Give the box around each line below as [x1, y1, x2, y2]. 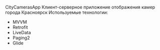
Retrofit [12, 24, 28, 30]
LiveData [12, 30, 31, 35]
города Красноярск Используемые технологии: [5, 9, 108, 15]
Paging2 [12, 35, 30, 41]
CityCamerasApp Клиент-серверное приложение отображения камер [5, 4, 155, 10]
